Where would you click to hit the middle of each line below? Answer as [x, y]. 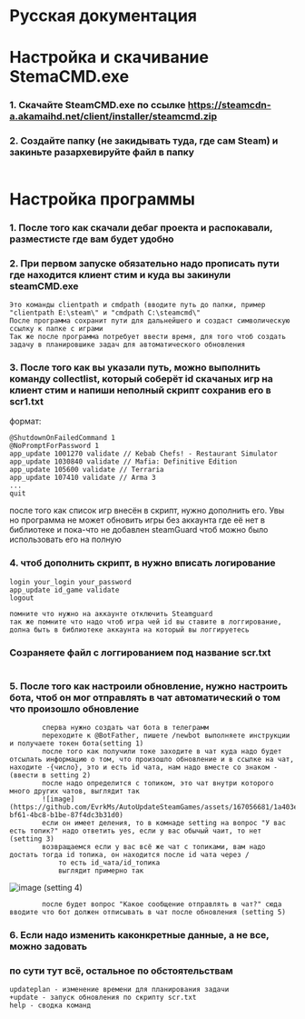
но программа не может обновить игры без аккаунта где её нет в [138, 520]
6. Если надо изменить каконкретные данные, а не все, [139, 935]
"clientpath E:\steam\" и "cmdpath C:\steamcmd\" [105, 313]
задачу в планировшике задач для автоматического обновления [128, 345]
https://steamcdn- [229, 105]
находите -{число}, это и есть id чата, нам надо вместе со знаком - [144, 768]
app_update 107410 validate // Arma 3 [83, 478]
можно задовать [49, 946]
